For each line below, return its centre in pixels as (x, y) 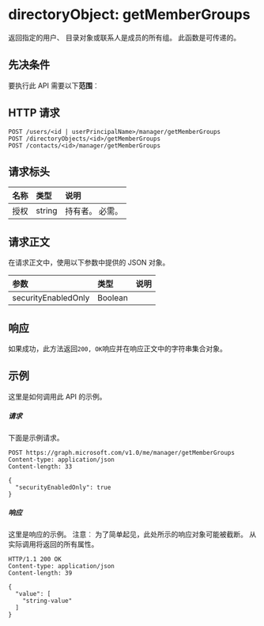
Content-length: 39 (40, 573)
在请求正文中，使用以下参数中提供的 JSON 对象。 (89, 262)
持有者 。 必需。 (94, 212)
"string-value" (47, 601)
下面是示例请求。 (36, 437)
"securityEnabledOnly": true (63, 487)
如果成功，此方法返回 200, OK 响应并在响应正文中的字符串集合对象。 (118, 349)
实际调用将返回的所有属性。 (53, 544)
